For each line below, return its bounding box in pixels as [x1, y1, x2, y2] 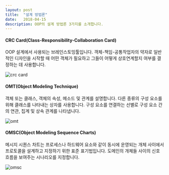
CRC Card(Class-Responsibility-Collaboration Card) [5, 37, 117, 43]
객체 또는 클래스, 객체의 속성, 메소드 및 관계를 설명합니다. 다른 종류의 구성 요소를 [5, 95, 162, 101]
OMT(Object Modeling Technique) [5, 83, 79, 90]
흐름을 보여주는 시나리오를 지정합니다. [5, 154, 80, 160]
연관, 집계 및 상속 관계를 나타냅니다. [10, 108, 81, 114]
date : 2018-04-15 [5, 17, 46, 22]
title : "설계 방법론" [5, 12, 48, 17]
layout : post [5, 7, 33, 13]
